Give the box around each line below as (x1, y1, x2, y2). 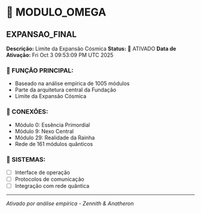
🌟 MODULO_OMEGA (6, 5, 106, 19)
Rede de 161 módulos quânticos (14, 140, 93, 147)
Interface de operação (14, 169, 71, 176)
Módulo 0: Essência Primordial (14, 121, 90, 128)
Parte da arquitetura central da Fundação (14, 86, 117, 93)
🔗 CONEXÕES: (6, 108, 48, 116)
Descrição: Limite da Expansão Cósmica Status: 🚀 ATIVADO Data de (6, 45, 176, 52)
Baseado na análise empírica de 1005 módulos (14, 80, 130, 87)
